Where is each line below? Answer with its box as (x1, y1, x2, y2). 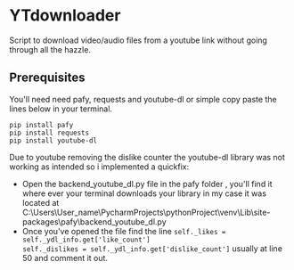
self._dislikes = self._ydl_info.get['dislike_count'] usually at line (21, 242, 283, 254)
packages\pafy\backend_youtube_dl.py (21, 216, 167, 227)
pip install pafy (9, 120, 74, 129)
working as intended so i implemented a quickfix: (9, 161, 190, 172)
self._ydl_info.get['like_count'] (21, 235, 151, 244)
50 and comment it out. (21, 252, 109, 263)
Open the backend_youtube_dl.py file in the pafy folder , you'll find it (21, 178, 274, 189)
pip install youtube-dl (9, 135, 98, 145)
